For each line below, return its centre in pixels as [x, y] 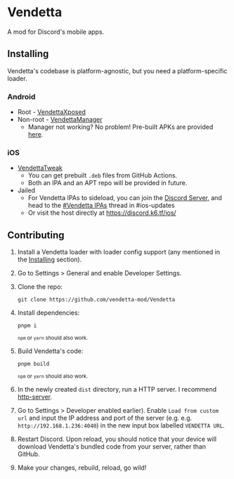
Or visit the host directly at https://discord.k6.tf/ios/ [102, 213]
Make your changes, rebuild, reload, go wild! [82, 468]
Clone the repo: [40, 287]
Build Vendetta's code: [50, 351]
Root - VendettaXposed [52, 112]
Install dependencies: [48, 313]
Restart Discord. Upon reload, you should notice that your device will [117, 439]
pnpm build [33, 364]
